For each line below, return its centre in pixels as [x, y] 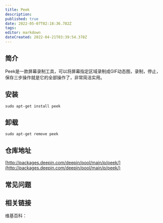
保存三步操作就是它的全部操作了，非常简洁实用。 [55, 77]
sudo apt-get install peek [33, 106]
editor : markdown [23, 33]
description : [19, 14]
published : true [22, 19]
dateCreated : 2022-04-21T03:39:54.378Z [46, 37]
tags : [11, 28]
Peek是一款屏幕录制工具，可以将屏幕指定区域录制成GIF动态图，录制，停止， [83, 71]
